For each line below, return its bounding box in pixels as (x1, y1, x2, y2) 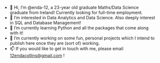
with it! (9, 30, 23, 36)
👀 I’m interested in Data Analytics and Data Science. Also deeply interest (9, 15, 155, 20)
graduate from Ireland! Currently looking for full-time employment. (9, 10, 143, 15)
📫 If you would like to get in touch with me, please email (9, 46, 123, 51)
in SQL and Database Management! (9, 20, 81, 25)
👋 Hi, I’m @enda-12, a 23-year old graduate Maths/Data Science (9, 5, 139, 10)
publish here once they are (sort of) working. (9, 40, 100, 46)
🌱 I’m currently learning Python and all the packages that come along (9, 25, 149, 31)
